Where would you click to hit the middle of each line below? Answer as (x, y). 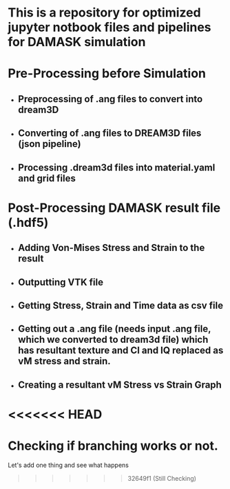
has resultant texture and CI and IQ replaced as (121, 351)
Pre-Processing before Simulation (107, 73)
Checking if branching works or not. (113, 446)
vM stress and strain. (64, 361)
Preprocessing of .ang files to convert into (110, 99)
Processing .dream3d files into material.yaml (116, 167)
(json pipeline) (49, 144)
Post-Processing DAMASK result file (114, 208)
